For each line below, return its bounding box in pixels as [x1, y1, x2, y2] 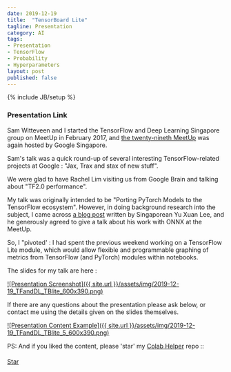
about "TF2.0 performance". [7, 182, 88, 190]
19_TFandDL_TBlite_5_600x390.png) [7, 329, 110, 337]
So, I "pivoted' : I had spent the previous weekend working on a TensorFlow [7, 238, 222, 246]
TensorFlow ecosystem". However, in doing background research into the [7, 203, 216, 211]
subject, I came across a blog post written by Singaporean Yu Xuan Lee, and [7, 210, 225, 218]
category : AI [7, 29, 45, 37]
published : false [7, 74, 57, 81]
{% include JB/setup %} [7, 93, 76, 101]
